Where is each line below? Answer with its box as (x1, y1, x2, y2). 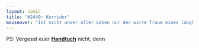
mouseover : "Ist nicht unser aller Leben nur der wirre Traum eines (6, 19, 179, 25)
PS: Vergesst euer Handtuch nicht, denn (6, 36, 105, 43)
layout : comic (6, 8, 41, 15)
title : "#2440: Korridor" (6, 14, 70, 20)
